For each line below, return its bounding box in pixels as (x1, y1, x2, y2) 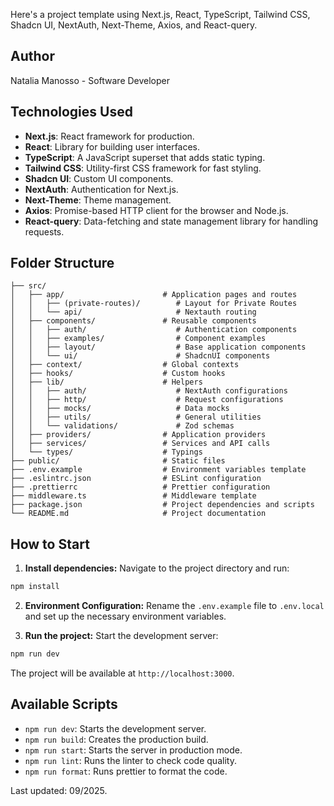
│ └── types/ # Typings (10, 447, 203, 458)
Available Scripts (10, 696, 118, 713)
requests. (24, 225, 65, 238)
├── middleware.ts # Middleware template (10, 491, 257, 501)
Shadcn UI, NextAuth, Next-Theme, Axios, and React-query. (10, 19, 258, 31)
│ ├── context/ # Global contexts (10, 360, 240, 370)
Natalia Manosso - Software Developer (10, 74, 171, 86)
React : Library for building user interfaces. (24, 140, 201, 153)
